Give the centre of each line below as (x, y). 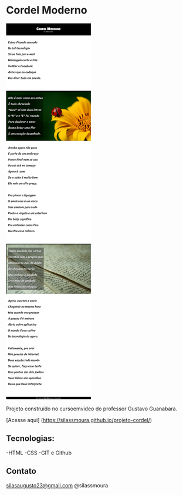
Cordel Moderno (47, 10)
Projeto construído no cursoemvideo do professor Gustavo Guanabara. (92, 409)
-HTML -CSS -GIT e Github (39, 453)
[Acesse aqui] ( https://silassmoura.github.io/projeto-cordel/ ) (79, 420)
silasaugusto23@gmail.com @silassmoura (57, 485)
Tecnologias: (30, 439)
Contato (21, 471)
